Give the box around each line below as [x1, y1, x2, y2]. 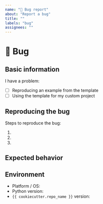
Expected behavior [5, 154, 63, 162]
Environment [5, 170, 45, 178]
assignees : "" [5, 25, 34, 30]
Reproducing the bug [5, 107, 70, 115]
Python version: [12, 188, 44, 194]
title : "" [5, 16, 25, 21]
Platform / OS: [12, 183, 40, 189]
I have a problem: [5, 78, 40, 84]
